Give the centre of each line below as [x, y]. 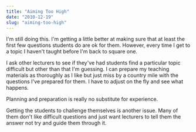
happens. [18, 88]
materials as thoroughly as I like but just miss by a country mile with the [92, 75]
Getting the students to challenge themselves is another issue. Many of [92, 111]
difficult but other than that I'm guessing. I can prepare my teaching [88, 69]
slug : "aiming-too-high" [36, 22]
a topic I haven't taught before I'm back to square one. [72, 52]
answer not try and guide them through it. [56, 123]
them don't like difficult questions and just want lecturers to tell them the [94, 117]
